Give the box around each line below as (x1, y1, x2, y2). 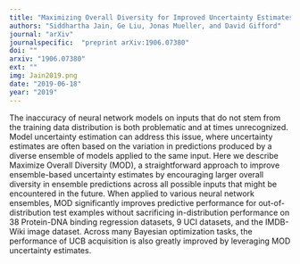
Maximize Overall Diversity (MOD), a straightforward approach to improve (9, 160, 280, 170)
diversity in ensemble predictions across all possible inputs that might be (9, 178, 278, 189)
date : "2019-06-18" (9, 79, 82, 88)
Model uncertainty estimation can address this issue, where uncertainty (9, 131, 273, 142)
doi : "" (9, 46, 38, 55)
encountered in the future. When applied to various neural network (9, 188, 255, 199)
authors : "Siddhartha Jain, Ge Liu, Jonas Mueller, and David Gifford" (9, 21, 281, 30)
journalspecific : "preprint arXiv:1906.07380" (9, 37, 190, 47)
